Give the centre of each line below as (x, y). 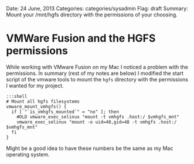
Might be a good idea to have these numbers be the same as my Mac (90, 148)
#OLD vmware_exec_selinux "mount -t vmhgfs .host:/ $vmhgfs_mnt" (98, 117)
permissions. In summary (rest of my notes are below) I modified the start (95, 73)
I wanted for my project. (35, 86)
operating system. (28, 154)
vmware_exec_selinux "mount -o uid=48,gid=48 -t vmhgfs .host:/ (97, 122)
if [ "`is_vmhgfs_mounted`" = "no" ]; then (65, 112)
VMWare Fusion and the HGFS (81, 38)
